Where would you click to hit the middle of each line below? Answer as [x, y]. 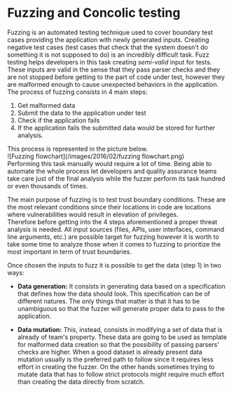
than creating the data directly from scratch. [81, 381]
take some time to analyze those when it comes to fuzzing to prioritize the [114, 244]
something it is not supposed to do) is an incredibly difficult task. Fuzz [109, 55]
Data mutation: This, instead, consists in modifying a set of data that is [120, 329]
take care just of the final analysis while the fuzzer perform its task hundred [116, 178]
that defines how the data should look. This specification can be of [113, 294]
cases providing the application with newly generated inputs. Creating [108, 39]
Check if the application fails [58, 120]
